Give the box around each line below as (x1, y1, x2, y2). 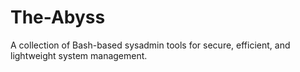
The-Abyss (10, 6, 106, 29)
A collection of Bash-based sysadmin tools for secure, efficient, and (10, 39, 291, 51)
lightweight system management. (10, 49, 148, 61)
